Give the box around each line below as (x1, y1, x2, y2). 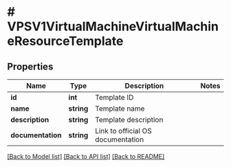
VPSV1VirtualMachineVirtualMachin (7, 19, 219, 34)
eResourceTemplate (7, 34, 124, 49)
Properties (7, 60, 54, 72)
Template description (95, 115, 164, 124)
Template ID (95, 93, 134, 102)
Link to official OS (95, 126, 153, 135)
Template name (95, 104, 145, 113)
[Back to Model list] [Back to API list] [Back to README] (7, 153, 165, 160)
